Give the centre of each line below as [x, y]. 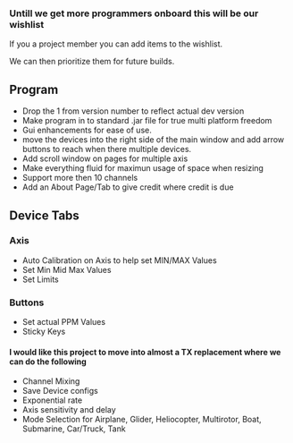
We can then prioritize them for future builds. [92, 62]
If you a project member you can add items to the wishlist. [116, 44]
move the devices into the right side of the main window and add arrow [153, 140]
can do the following [48, 362]
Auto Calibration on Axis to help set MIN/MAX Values [119, 260]
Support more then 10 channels [80, 178]
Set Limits [41, 279]
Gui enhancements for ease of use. [87, 130]
